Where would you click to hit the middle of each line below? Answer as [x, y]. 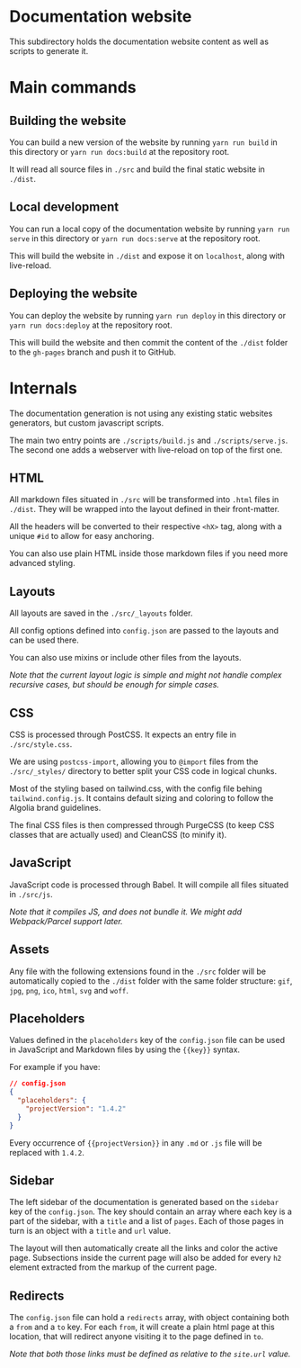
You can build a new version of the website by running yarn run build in [144, 142]
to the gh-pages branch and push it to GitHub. [93, 352]
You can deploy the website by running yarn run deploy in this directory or [147, 315]
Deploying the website [73, 294]
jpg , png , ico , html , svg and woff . [69, 990]
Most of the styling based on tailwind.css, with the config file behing [136, 788]
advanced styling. [42, 563]
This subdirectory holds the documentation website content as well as [139, 41]
